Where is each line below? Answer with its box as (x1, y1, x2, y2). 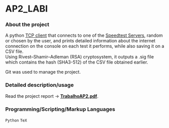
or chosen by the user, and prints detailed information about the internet (5, 38, 156, 44)
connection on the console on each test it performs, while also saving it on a (5, 43, 164, 49)
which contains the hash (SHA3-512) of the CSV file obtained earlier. (5, 59, 148, 66)
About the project (5, 21, 50, 28)
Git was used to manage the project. (5, 69, 81, 75)
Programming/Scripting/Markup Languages (5, 105, 115, 112)
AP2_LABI (5, 3, 48, 15)
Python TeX (5, 118, 27, 123)
